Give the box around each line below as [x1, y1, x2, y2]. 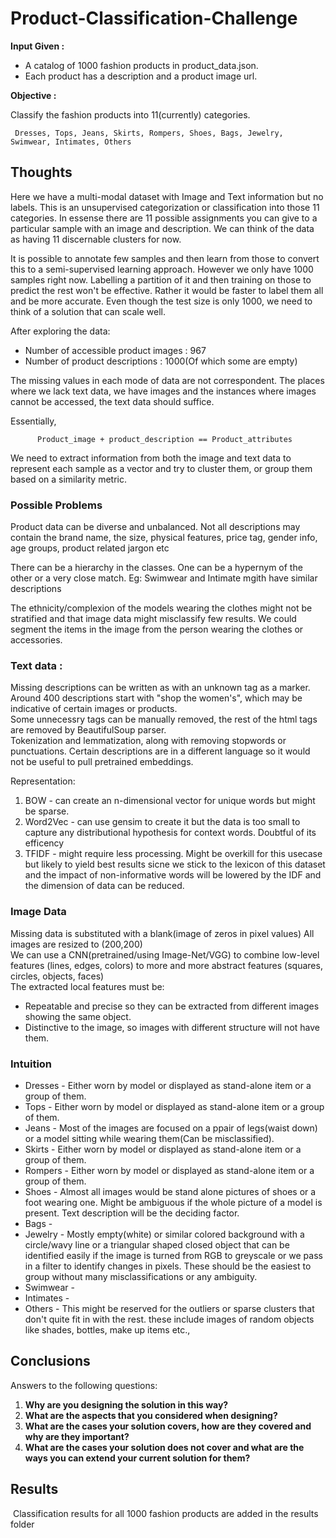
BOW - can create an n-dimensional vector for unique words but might [24, 795, 316, 807]
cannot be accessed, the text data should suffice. [10, 395, 215, 407]
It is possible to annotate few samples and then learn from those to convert [10, 252, 320, 264]
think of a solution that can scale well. [10, 305, 166, 317]
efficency [24, 837, 65, 849]
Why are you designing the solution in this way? [24, 1398, 229, 1411]
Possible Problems [10, 498, 103, 512]
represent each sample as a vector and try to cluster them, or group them [10, 462, 313, 474]
